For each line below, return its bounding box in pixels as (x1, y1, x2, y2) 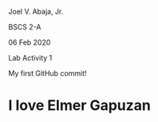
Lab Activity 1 (8, 53, 53, 62)
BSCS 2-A (8, 22, 41, 31)
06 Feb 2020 (8, 37, 51, 47)
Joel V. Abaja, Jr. (8, 7, 64, 16)
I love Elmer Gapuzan (8, 96, 152, 115)
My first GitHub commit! (8, 69, 87, 78)
